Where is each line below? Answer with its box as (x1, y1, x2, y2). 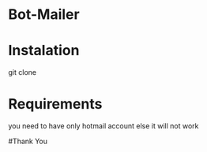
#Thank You (8, 136, 48, 146)
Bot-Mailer (8, 6, 81, 24)
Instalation (8, 42, 80, 60)
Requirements (8, 95, 103, 113)
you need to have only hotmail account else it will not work (8, 121, 199, 131)
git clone (8, 68, 37, 77)
